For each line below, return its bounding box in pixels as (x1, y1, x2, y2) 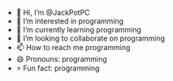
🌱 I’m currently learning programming (15, 25, 142, 34)
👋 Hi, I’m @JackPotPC (15, 8, 91, 17)
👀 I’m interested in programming (15, 16, 124, 26)
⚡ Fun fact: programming (15, 63, 100, 73)
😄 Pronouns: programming (15, 54, 107, 64)
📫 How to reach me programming (15, 43, 131, 52)
